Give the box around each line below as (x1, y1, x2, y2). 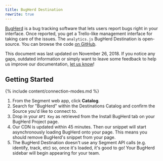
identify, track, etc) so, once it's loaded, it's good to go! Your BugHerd (12, 145, 155, 151)
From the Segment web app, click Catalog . (12, 98, 100, 104)
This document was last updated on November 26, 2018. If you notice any (5, 50, 156, 57)
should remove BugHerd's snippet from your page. (12, 134, 116, 140)
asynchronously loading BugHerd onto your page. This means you (12, 129, 147, 135)
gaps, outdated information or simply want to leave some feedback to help (5, 56, 157, 62)
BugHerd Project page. (12, 119, 59, 125)
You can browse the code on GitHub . (21, 41, 97, 47)
